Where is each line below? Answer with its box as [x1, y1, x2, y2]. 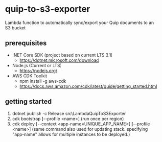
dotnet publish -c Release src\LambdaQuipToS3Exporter [12, 110, 126, 116]
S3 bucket [5, 24, 26, 30]
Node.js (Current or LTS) [12, 62, 62, 68]
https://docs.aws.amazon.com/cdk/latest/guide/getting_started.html [19, 83, 158, 89]
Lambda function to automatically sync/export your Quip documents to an [5, 20, 154, 25]
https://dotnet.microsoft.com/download [19, 57, 99, 63]
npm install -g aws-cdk [19, 78, 67, 84]
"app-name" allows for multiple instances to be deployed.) [12, 131, 130, 137]
